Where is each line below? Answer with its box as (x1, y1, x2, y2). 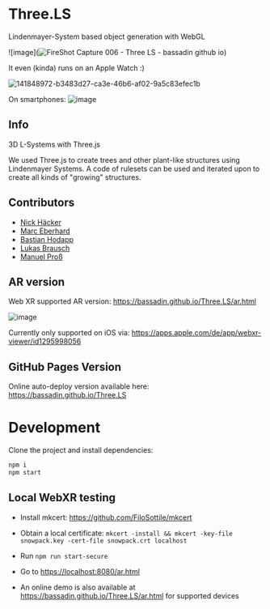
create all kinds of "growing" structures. (8, 172, 141, 182)
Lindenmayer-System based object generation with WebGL (8, 32, 205, 41)
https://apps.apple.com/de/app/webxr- (131, 328, 262, 338)
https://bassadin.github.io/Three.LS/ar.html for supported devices (19, 590, 240, 600)
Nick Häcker (19, 217, 62, 227)
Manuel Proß (19, 252, 63, 262)
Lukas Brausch (19, 243, 70, 253)
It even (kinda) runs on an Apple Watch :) (8, 62, 146, 73)
